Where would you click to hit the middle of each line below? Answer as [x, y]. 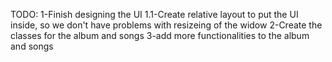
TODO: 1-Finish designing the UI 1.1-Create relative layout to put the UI [154, 14]
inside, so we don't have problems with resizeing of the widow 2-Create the [166, 25]
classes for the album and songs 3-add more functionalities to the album [160, 35]
